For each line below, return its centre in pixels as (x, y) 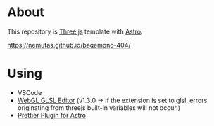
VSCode (30, 92)
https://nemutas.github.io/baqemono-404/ (69, 45)
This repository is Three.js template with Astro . (75, 31)
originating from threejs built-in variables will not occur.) (99, 107)
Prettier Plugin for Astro (52, 115)
